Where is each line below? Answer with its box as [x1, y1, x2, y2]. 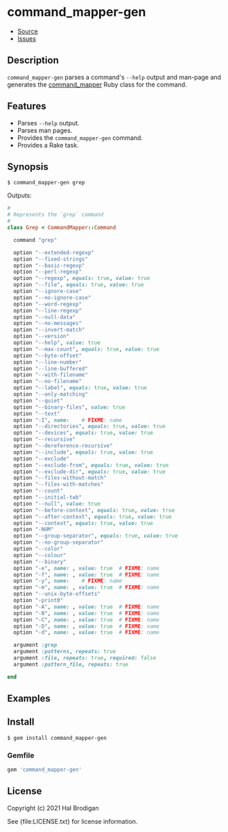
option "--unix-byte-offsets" [13, 590, 100, 598]
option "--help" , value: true [13, 339, 100, 346]
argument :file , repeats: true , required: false [13, 655, 157, 662]
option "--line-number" [13, 358, 82, 366]
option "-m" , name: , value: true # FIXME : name [13, 584, 159, 591]
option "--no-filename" [13, 378, 82, 385]
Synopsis [7, 161, 49, 172]
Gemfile [7, 750, 35, 760]
